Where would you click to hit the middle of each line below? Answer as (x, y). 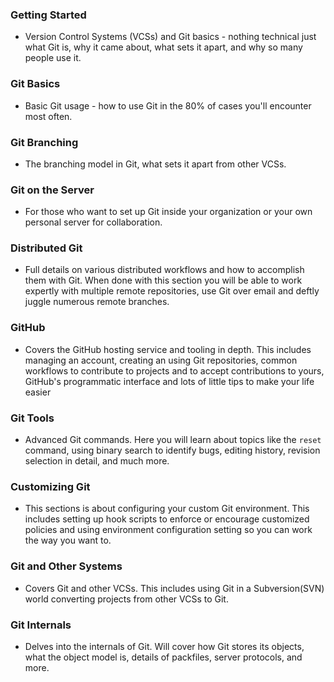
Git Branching (44, 142)
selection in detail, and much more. (97, 461)
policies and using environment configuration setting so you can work (168, 530)
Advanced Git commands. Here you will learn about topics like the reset (173, 440)
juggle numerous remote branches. (97, 302)
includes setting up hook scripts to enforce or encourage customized (167, 519)
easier (38, 392)
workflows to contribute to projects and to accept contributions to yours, (174, 370)
